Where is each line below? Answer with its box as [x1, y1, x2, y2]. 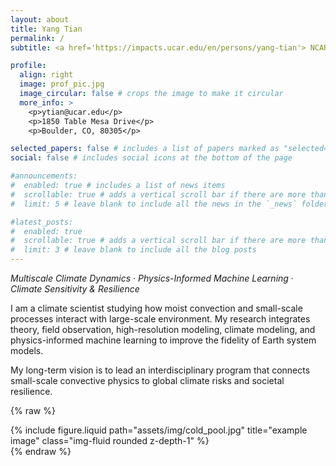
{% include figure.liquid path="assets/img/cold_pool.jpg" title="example [10, 424, 308, 436]
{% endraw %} [10, 446, 72, 457]
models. [10, 345, 44, 356]
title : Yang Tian [10, 24, 83, 34]
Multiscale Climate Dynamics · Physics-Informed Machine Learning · [10, 272, 294, 284]
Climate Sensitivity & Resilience [10, 283, 140, 295]
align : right [19, 70, 74, 80]
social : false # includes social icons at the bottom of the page [10, 153, 293, 163]
